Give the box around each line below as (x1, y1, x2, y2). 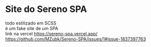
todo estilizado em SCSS (5, 20, 57, 26)
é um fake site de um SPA (5, 25, 58, 31)
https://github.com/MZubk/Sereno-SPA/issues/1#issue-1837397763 (5, 36, 146, 42)
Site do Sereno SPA (5, 3, 87, 15)
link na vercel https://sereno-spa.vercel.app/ (5, 30, 98, 36)
